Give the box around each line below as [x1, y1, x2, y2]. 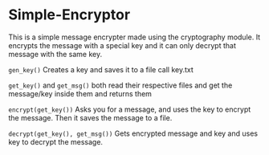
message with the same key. [8, 49, 103, 59]
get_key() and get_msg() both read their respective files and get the [8, 80, 233, 90]
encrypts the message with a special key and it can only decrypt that [8, 40, 237, 50]
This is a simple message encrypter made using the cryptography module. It [8, 32, 261, 42]
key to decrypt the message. [8, 137, 103, 146]
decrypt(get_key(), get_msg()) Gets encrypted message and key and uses [8, 128, 259, 138]
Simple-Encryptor [8, 6, 131, 24]
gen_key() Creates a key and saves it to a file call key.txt [8, 64, 194, 74]
